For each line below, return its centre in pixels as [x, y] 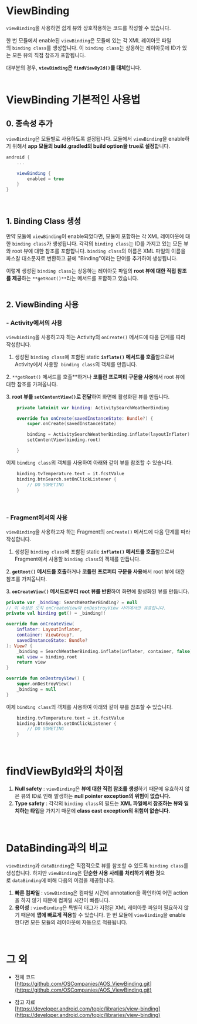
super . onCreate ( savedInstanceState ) [72, 424]
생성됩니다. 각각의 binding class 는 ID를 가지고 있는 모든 [118, 243]
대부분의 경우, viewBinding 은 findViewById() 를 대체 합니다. [74, 67]
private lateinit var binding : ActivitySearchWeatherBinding [93, 407]
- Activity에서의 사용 [34, 323]
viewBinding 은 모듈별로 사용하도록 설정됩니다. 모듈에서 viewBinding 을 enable [96, 138]
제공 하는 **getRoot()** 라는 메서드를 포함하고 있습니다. [75, 278]
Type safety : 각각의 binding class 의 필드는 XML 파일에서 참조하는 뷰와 [98, 803]
